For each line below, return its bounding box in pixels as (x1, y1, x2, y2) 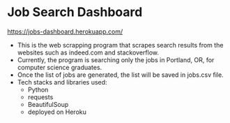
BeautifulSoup (27, 100, 69, 108)
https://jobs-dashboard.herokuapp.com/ (7, 27, 123, 36)
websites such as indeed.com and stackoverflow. (17, 48, 159, 57)
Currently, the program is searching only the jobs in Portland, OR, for (17, 55, 215, 64)
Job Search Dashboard (7, 4, 143, 20)
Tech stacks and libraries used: (17, 78, 107, 86)
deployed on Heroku (27, 108, 87, 116)
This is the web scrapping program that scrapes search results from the (17, 41, 224, 49)
